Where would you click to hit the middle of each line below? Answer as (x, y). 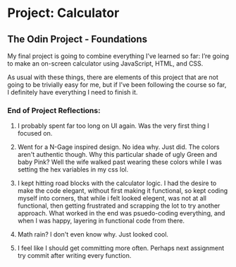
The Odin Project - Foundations (77, 39)
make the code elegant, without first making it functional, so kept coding (123, 191)
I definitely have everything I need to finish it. (73, 92)
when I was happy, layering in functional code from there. (101, 221)
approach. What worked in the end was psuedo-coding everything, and (121, 213)
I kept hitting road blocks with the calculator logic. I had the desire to (117, 183)
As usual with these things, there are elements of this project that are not (113, 77)
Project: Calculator (63, 13)
